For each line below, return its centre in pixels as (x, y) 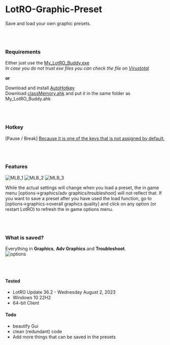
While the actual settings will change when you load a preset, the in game (82, 187)
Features (16, 167)
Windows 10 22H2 (32, 298)
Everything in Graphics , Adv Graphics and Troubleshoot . (65, 249)
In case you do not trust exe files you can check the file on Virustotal (77, 68)
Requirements (23, 52)
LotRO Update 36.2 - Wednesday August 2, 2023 (64, 292)
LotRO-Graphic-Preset (54, 9)
